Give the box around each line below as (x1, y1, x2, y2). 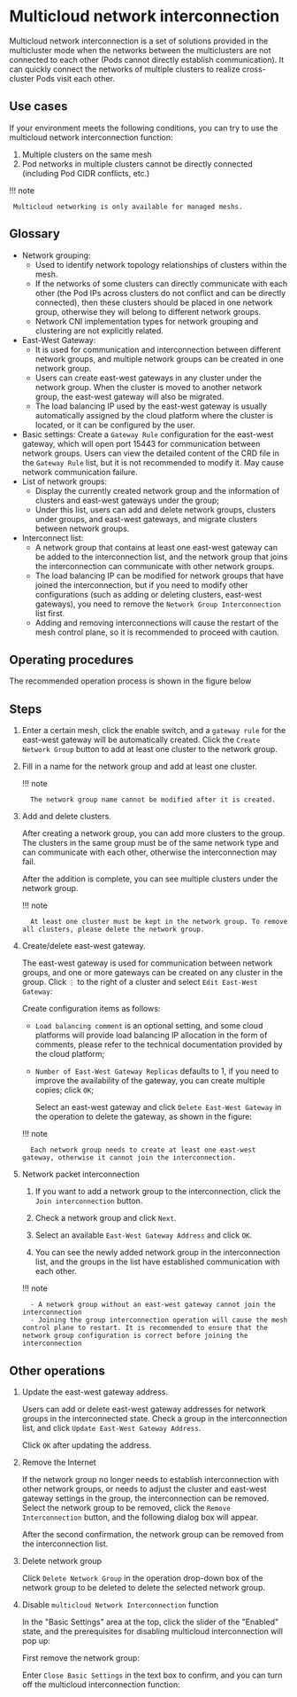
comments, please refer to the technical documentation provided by (34, 1039, 283, 1050)
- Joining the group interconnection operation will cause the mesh (30, 1316, 288, 1325)
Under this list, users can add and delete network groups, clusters (34, 504, 277, 515)
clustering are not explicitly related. (34, 325, 164, 336)
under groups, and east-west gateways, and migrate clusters (34, 513, 258, 524)
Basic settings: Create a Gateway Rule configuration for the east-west (21, 428, 274, 440)
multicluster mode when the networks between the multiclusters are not (9, 44, 271, 55)
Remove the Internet (21, 1457, 96, 1467)
